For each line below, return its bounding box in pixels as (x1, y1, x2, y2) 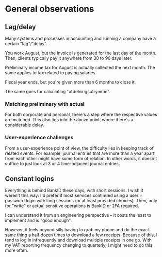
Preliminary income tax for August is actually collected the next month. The (5, 64, 155, 70)
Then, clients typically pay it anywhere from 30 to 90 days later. (5, 55, 132, 61)
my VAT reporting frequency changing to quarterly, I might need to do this (5, 242, 153, 248)
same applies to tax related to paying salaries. (5, 70, 97, 76)
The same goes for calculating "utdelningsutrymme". (5, 89, 111, 94)
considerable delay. (5, 122, 45, 128)
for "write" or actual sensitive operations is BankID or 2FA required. (5, 203, 139, 209)
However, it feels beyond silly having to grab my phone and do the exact (5, 227, 149, 233)
